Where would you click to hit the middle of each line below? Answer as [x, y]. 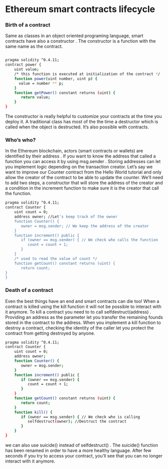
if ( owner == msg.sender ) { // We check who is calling [80, 417]
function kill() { [33, 412]
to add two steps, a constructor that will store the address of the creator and [84, 183]
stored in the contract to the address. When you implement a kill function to [83, 323]
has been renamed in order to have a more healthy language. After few [78, 450]
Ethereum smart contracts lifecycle [80, 9]
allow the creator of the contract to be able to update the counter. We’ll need [84, 178]
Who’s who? [21, 140]
